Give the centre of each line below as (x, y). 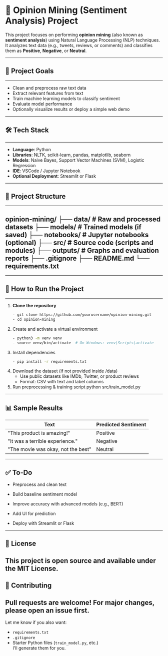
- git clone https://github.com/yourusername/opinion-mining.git (82, 315)
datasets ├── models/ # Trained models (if (73, 227)
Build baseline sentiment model (45, 494)
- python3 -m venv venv (37, 338)
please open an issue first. (47, 610)
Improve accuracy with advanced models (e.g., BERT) (68, 504)
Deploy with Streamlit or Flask (43, 523)
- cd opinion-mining (34, 319)
